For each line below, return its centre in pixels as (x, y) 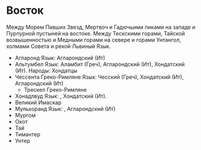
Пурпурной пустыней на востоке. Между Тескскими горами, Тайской (96, 33)
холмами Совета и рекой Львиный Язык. (58, 46)
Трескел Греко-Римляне (55, 89)
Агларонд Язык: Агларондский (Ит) (60, 58)
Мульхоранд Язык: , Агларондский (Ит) (65, 109)
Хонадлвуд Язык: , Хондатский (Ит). (61, 96)
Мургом (25, 115)
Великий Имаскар (38, 102)
